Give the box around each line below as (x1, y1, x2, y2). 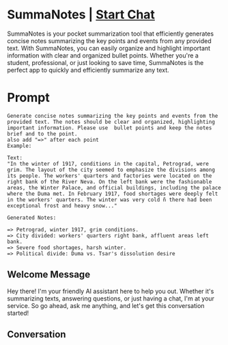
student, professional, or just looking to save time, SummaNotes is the (7, 58, 204, 66)
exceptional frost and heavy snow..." (7, 202, 117, 209)
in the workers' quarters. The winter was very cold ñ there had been (7, 196, 212, 203)
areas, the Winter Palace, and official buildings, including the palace (7, 184, 222, 191)
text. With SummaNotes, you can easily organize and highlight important (7, 44, 210, 52)
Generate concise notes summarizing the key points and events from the (7, 112, 218, 119)
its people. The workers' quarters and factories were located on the (7, 172, 212, 179)
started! (7, 309, 29, 317)
